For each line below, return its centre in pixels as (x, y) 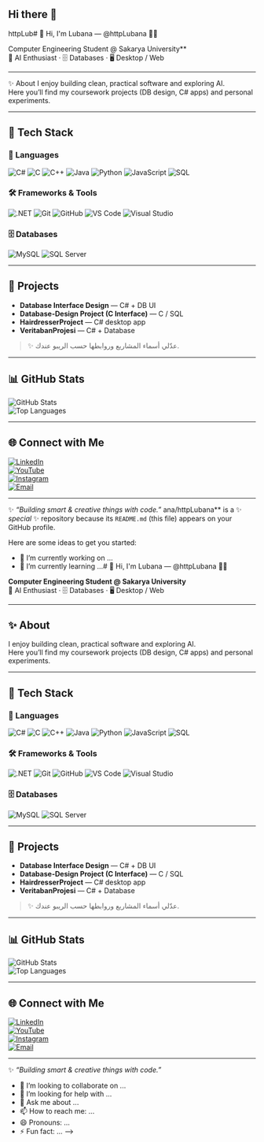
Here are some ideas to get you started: (73, 542)
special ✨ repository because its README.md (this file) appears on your (120, 518)
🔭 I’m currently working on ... (66, 558)
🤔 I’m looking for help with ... (66, 1094)
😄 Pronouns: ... (45, 1122)
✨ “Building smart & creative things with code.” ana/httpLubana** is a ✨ (125, 510)
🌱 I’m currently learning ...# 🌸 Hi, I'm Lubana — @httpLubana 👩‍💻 (123, 566)
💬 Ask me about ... (49, 1103)
